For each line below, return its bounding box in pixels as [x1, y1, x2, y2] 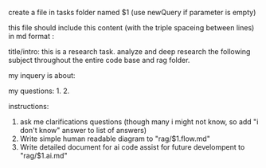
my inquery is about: [8, 71, 76, 80]
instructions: [8, 102, 49, 111]
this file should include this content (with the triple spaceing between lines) [8, 23, 255, 32]
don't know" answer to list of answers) [19, 126, 147, 135]
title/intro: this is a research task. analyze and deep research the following [8, 47, 251, 56]
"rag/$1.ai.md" [19, 151, 68, 160]
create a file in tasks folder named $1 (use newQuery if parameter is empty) [8, 8, 256, 17]
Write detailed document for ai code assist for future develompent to [19, 143, 245, 151]
